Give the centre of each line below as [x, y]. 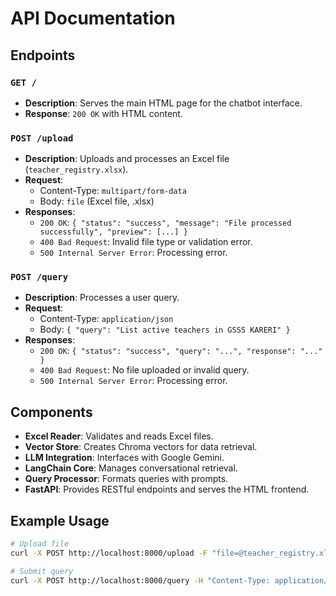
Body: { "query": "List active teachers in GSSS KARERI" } [165, 329]
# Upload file [40, 544]
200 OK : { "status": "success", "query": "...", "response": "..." [181, 351]
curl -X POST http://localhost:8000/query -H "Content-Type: [140, 580]
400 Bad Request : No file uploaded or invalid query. [144, 370]
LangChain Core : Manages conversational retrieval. [131, 468]
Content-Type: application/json [106, 319]
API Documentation [93, 18]
